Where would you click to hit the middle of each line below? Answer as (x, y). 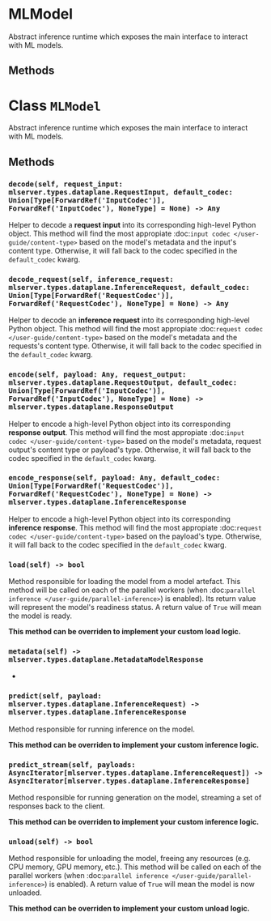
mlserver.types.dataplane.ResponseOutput (91, 407)
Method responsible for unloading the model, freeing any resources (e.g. (129, 859)
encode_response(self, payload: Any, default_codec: (114, 478)
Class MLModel (55, 105)
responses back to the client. (57, 806)
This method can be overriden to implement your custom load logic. (125, 632)
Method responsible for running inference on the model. (102, 729)
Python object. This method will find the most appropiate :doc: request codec (136, 329)
